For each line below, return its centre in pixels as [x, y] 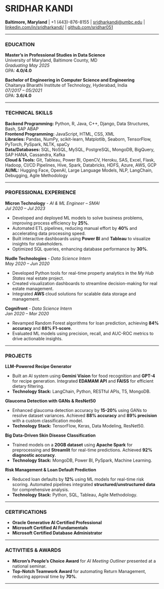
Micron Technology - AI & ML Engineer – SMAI [52, 203]
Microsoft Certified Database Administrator [57, 533]
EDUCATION [20, 44]
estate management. [33, 288]
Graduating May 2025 [27, 65]
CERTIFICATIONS [26, 512]
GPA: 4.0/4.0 [18, 71]
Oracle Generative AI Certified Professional [57, 523]
